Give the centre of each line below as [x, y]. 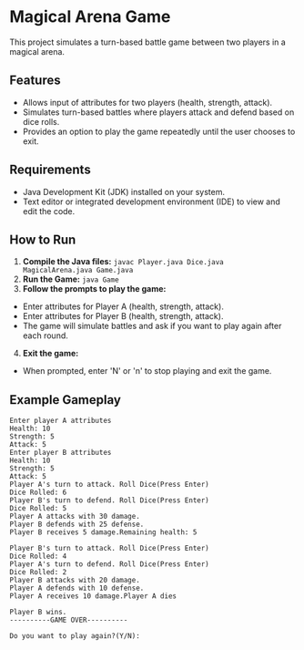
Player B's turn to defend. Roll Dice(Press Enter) [109, 500]
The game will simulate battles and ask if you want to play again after [152, 326]
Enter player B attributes [61, 453]
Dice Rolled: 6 [38, 493]
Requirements [50, 170]
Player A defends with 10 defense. [77, 588]
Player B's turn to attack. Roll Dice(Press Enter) [109, 549]
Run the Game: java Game [71, 279]
